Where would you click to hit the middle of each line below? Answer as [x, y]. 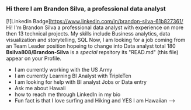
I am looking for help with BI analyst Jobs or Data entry [81, 82]
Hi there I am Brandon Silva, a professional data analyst [86, 9]
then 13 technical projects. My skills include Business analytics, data [88, 34]
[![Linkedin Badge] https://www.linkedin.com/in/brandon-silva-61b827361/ [95, 22]
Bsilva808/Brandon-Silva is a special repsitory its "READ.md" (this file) [92, 52]
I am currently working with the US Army [63, 70]
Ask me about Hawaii [40, 88]
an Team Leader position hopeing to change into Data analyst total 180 [91, 46]
